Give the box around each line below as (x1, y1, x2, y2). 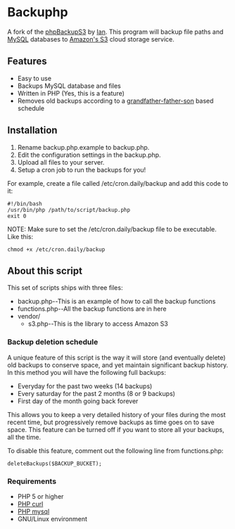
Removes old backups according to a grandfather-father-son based (17, 96, 214, 105)
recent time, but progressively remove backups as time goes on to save (7, 418, 215, 426)
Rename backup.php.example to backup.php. (17, 143, 150, 151)
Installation (7, 125, 58, 136)
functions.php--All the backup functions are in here (17, 305, 167, 313)
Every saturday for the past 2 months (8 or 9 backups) (17, 389, 176, 397)
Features (7, 56, 47, 68)
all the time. (7, 433, 41, 441)
